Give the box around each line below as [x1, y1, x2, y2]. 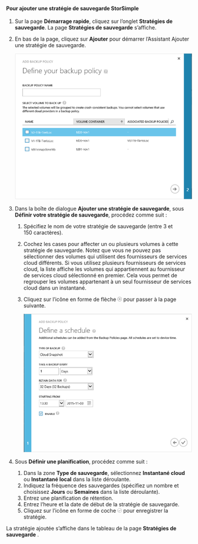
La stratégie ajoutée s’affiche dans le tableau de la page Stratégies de [6, 525, 177, 532]
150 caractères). [23, 229, 63, 236]
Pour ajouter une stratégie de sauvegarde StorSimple [6, 5, 139, 12]
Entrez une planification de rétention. [23, 494, 114, 502]
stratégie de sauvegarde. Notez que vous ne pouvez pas [23, 247, 161, 254]
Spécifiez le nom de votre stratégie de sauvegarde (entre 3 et [23, 222, 173, 230]
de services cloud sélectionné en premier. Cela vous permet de [23, 271, 178, 278]
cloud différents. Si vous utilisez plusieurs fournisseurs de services [23, 259, 186, 266]
